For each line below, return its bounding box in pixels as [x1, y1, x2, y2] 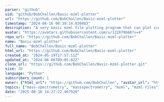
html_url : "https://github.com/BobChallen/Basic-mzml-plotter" [5, 48, 137, 53]
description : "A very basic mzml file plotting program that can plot [5, 25, 152, 30]
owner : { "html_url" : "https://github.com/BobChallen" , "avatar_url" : [5, 80, 150, 85]
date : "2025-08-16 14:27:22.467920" [5, 89, 80, 94]
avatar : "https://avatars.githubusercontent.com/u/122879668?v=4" [5, 30, 143, 35]
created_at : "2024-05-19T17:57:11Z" [5, 52, 80, 58]
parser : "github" [5, 7, 41, 12]
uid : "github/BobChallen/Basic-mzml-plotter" [5, 12, 99, 17]
